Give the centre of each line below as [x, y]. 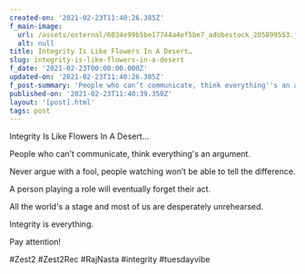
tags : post [30, 111]
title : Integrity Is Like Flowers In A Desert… [101, 52]
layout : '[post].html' [52, 102]
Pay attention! [35, 242]
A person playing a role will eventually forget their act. [110, 189]
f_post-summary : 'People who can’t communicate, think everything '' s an [150, 85]
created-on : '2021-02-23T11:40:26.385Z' [87, 18]
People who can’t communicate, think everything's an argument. [130, 154]
